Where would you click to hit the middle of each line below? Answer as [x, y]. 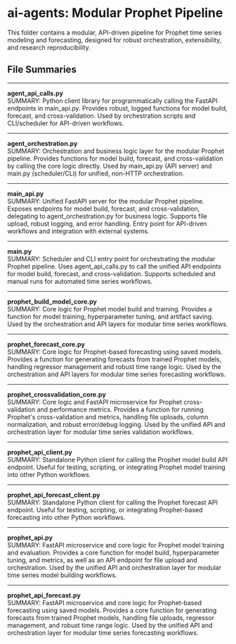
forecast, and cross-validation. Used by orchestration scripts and [101, 116]
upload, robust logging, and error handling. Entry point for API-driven [107, 223]
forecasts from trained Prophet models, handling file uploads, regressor [111, 617]
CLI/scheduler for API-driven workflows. [66, 123]
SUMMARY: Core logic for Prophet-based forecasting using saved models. [115, 352]
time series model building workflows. [62, 575]
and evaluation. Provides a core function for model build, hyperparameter [113, 552]
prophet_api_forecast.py [44, 595]
